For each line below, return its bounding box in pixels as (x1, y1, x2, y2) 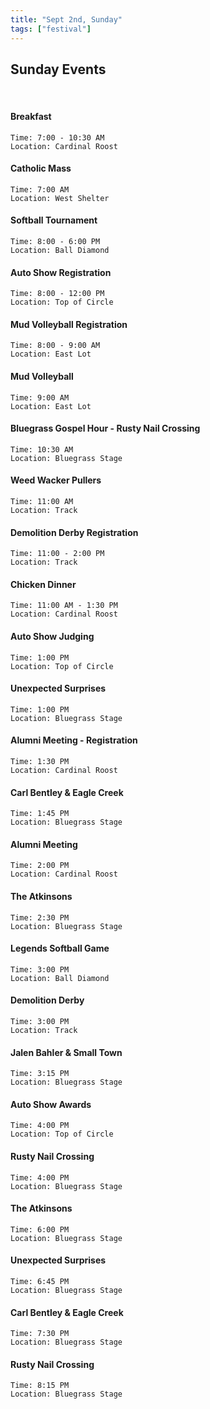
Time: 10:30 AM (10, 444, 74, 455)
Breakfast (10, 110, 52, 122)
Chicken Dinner (10, 578, 77, 590)
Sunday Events (10, 61, 107, 78)
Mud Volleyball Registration (10, 318, 128, 330)
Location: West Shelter (10, 193, 110, 203)
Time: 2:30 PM (10, 912, 70, 923)
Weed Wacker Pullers (10, 474, 102, 486)
